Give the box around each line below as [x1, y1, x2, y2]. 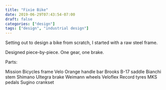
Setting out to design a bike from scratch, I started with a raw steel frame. [5, 39, 158, 45]
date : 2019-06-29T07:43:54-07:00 [5, 12, 75, 17]
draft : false [5, 16, 33, 21]
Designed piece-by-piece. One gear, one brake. [5, 49, 104, 55]
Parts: [5, 59, 18, 65]
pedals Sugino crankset [5, 79, 54, 85]
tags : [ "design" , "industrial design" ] [5, 26, 89, 31]
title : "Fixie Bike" [5, 7, 49, 12]
